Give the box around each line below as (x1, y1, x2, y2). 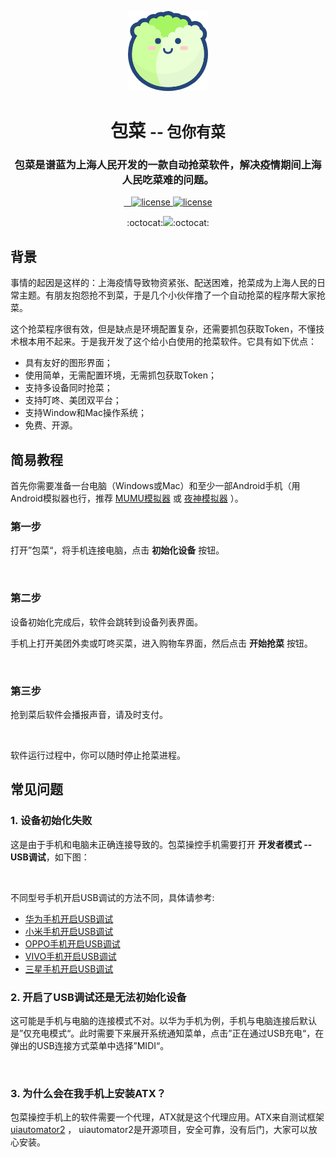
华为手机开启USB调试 (24, 912, 114, 925)
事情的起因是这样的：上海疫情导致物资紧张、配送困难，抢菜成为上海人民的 (10, 277, 317, 289)
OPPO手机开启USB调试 (24, 937, 121, 950)
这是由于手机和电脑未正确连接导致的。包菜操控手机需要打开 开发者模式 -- (10, 838, 313, 850)
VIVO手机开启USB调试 (24, 950, 117, 962)
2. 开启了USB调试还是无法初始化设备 (10, 990, 187, 1004)
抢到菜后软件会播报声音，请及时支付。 (10, 709, 168, 720)
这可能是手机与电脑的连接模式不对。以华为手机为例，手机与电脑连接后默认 (10, 1014, 317, 1026)
